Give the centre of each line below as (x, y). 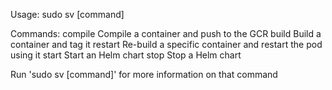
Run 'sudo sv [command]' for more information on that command (144, 74)
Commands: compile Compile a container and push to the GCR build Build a (166, 33)
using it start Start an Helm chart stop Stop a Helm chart (126, 55)
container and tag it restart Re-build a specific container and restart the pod (166, 44)
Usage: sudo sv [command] (67, 14)
